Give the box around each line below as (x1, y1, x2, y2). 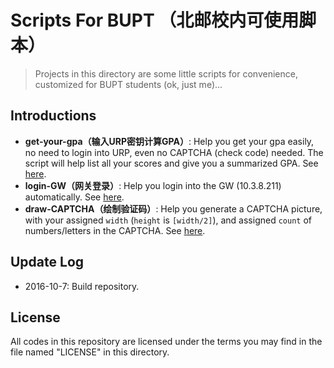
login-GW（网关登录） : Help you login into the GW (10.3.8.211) (24, 179, 282, 191)
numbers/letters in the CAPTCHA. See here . (24, 224, 206, 236)
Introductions (10, 107, 97, 125)
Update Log (10, 254, 85, 271)
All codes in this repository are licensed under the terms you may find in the (10, 336, 323, 348)
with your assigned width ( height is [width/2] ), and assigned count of (24, 214, 312, 226)
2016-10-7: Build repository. (24, 280, 140, 292)
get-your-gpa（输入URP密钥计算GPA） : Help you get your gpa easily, (24, 135, 315, 147)
